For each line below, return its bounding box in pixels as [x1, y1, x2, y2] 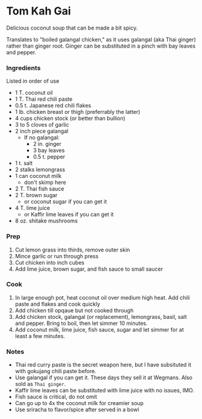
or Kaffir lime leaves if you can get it [24, 211, 114, 218]
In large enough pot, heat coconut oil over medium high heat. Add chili [14, 294, 190, 301]
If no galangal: [24, 134, 60, 141]
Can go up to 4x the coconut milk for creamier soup [14, 400, 144, 407]
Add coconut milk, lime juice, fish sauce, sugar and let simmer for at [14, 326, 184, 333]
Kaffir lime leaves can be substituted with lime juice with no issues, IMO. [14, 387, 195, 394]
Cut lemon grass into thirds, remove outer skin [14, 246, 130, 253]
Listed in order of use [6, 77, 60, 85]
